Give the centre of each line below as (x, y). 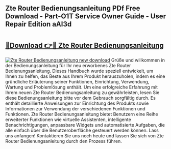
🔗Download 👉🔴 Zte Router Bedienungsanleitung (85, 45)
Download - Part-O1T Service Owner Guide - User (86, 17)
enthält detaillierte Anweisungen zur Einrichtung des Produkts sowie (77, 103)
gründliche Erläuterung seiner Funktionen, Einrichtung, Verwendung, (77, 82)
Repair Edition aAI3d (39, 24)
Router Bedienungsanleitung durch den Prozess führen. (64, 141)
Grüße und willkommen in (138, 60)
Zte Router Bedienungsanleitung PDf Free (73, 8)
